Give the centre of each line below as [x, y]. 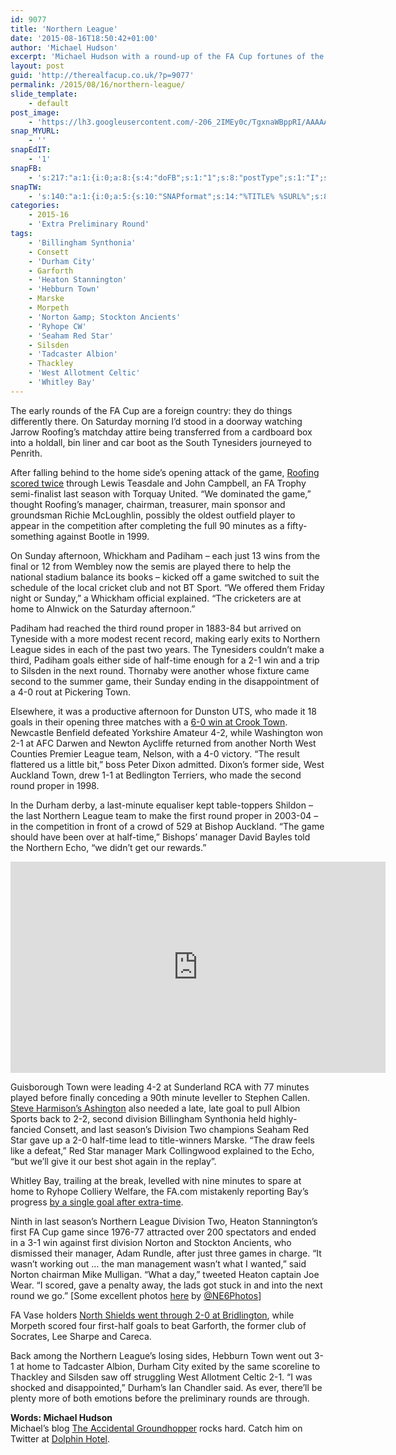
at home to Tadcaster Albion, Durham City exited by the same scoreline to [168, 1366]
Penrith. [26, 453]
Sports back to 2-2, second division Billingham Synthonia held [138, 1118]
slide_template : [44, 94]
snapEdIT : [31, 150]
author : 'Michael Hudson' [64, 47]
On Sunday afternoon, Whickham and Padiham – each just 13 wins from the [165, 555]
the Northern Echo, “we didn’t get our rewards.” [108, 847]
